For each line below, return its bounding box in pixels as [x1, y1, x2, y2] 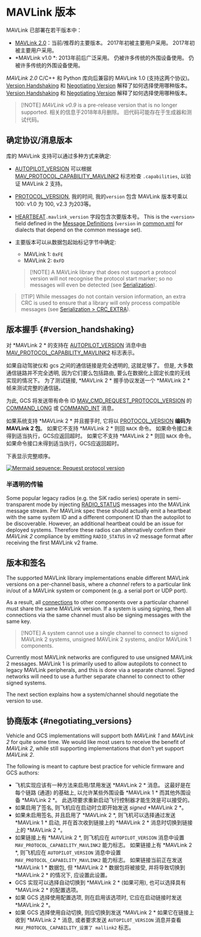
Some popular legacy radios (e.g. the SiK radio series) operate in [6, 494, 166, 501]
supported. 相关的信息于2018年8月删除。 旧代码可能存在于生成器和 [20, 109, 187, 116]
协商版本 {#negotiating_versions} [6, 716, 133, 726]
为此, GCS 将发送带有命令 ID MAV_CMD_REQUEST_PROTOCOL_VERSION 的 [6, 397, 193, 404]
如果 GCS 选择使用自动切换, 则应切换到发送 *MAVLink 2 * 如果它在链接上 [14, 909, 194, 916]
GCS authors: [6, 769, 39, 776]
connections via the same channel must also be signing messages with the [6, 611, 191, 618]
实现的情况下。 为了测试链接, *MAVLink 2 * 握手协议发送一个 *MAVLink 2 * [6, 376, 190, 384]
